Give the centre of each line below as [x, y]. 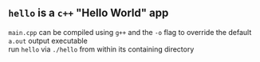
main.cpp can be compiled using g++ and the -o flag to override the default [130, 32]
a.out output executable [48, 41]
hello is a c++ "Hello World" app [89, 13]
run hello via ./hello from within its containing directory [101, 49]
